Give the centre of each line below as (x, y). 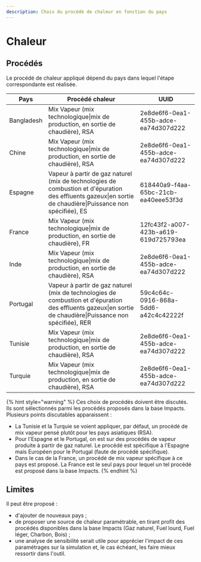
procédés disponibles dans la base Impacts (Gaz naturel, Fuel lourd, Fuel (104, 528)
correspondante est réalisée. (42, 84)
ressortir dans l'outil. (40, 554)
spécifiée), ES (68, 211)
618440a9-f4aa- (165, 185)
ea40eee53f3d (161, 200)
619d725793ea (163, 239)
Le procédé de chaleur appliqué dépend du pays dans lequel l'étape (90, 78)
